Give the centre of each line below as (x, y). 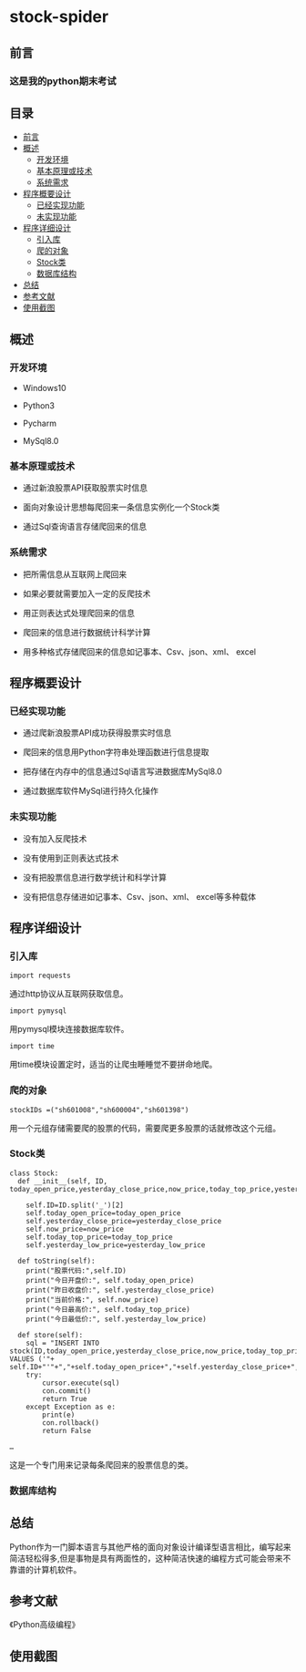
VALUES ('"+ (32, 1359)
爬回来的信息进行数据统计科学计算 (87, 632)
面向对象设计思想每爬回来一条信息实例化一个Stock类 (121, 507)
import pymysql (38, 1011)
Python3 (38, 406)
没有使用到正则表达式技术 (71, 858)
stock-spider (59, 17)
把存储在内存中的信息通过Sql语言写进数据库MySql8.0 (122, 771)
